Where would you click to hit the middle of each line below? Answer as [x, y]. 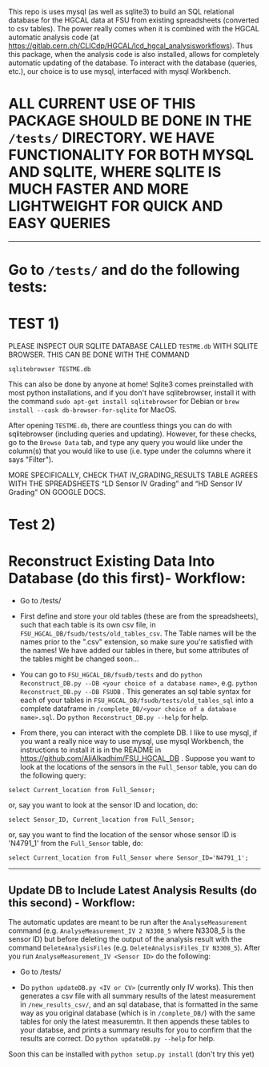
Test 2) [32, 525]
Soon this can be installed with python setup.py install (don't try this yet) [131, 1054]
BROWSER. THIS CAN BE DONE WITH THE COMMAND [99, 355]
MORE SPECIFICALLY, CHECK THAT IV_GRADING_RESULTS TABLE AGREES [133, 475]
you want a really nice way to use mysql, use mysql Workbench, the [132, 742]
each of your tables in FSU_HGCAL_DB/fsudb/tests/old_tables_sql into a [137, 700]
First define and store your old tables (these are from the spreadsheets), [139, 616]
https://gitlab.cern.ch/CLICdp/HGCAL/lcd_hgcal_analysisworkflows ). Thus [131, 46]
